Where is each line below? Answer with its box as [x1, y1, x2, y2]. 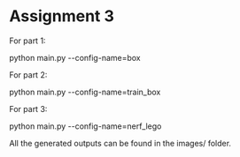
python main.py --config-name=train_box [9, 86, 161, 97]
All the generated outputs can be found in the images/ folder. [9, 138, 232, 148]
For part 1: [9, 35, 46, 46]
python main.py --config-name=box [9, 52, 142, 63]
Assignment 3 [9, 6, 115, 26]
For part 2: [9, 69, 48, 80]
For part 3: [9, 103, 48, 114]
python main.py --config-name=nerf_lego [9, 121, 162, 131]
